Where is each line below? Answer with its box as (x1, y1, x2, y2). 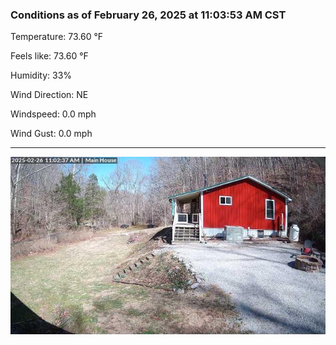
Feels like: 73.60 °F (10, 50, 89, 62)
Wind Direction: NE (10, 89, 89, 101)
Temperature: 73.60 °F (10, 31, 104, 43)
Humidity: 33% (10, 69, 73, 82)
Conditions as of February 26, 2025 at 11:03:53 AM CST (10, 8, 287, 22)
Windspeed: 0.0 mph (10, 108, 97, 120)
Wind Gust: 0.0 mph (10, 128, 93, 140)
